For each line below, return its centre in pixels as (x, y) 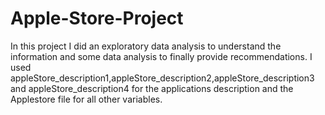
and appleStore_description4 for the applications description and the (152, 88)
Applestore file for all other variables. (86, 99)
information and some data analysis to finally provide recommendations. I (161, 56)
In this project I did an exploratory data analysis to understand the (146, 46)
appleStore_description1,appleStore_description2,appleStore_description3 (162, 78)
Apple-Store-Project (97, 18)
